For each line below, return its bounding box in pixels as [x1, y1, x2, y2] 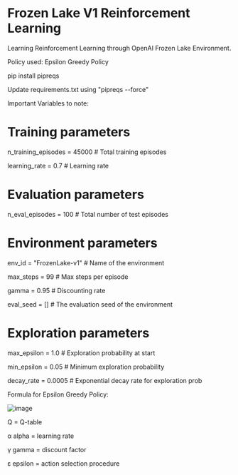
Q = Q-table [7, 417, 43, 426]
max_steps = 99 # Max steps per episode [7, 272, 129, 281]
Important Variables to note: [7, 98, 89, 108]
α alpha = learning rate [7, 431, 75, 440]
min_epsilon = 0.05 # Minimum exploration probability [7, 362, 165, 371]
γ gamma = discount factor [7, 445, 87, 454]
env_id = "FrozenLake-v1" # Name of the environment [7, 258, 165, 267]
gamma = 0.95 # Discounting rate [7, 286, 106, 295]
